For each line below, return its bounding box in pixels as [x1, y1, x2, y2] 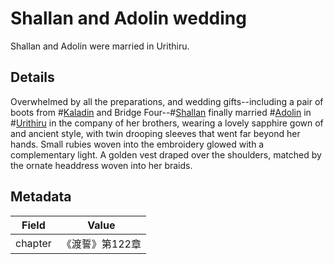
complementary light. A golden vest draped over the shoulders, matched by [10, 148, 322, 161]
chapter [15, 236, 52, 250]
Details [10, 69, 55, 86]
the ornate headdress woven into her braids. [10, 159, 193, 171]
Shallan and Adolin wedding [10, 7, 247, 30]
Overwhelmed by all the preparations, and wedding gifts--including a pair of [10, 95, 324, 107]
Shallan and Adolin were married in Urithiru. [10, 40, 190, 52]
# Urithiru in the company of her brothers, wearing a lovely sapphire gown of [10, 117, 324, 129]
